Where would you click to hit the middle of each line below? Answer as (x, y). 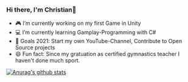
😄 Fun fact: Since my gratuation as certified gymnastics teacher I (97, 54)
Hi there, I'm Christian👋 (41, 10)
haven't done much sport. (47, 61)
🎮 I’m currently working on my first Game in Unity (78, 23)
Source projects (35, 47)
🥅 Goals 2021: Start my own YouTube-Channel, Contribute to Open (99, 41)
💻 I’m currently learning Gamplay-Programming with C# (85, 32)
